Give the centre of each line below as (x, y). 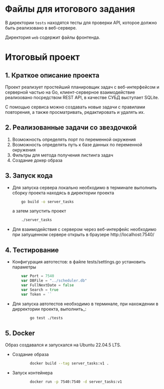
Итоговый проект (42, 57)
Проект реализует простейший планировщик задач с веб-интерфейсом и (82, 87)
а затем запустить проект (39, 211)
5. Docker (20, 333)
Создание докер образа (37, 160)
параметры (24, 267)
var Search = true (40, 290)
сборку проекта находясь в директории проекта (63, 193)
